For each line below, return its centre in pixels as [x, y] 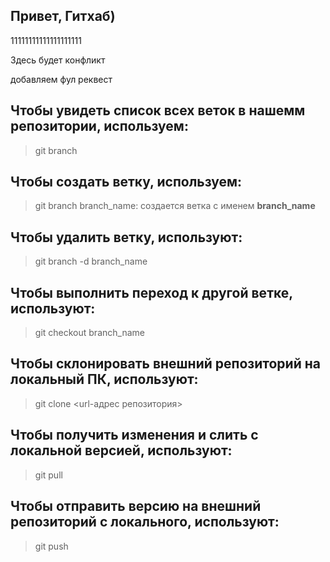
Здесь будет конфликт [58, 60]
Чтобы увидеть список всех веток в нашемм [158, 110]
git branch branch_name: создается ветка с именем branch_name [175, 206]
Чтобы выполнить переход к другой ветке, [151, 292]
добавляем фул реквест [61, 79]
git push [51, 546]
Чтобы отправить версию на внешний [136, 506]
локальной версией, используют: [121, 450]
